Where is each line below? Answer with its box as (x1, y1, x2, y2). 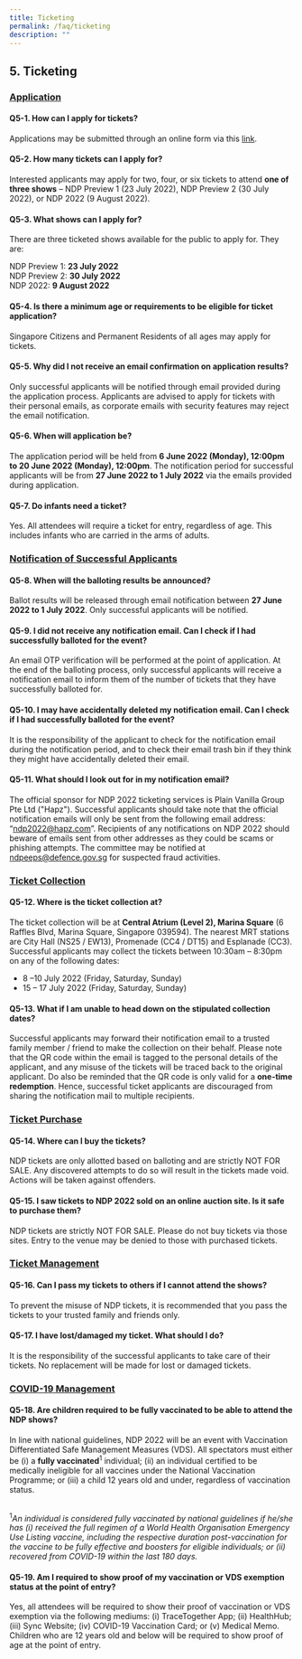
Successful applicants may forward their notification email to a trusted (9, 1032, 270, 1044)
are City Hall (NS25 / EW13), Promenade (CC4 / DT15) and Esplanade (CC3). (9, 936, 293, 947)
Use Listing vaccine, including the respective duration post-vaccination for (9, 1532, 288, 1542)
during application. (9, 479, 79, 490)
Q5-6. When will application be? (9, 430, 133, 441)
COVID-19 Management (9, 1382, 115, 1395)
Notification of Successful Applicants (9, 552, 178, 565)
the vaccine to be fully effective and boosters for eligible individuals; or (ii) (9, 1541, 286, 1552)
